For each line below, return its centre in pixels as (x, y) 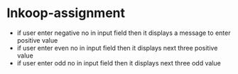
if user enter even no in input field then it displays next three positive (117, 48)
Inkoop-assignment (66, 13)
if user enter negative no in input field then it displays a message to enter (124, 33)
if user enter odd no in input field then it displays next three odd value (119, 63)
